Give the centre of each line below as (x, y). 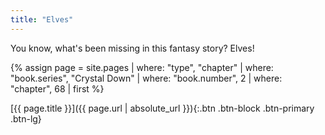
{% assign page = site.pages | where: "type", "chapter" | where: (142, 67)
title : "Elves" (42, 19)
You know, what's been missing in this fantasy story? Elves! (132, 48)
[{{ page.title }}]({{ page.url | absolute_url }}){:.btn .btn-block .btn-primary (162, 108)
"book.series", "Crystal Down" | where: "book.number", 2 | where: (146, 78)
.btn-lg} (26, 118)
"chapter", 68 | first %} (57, 88)
